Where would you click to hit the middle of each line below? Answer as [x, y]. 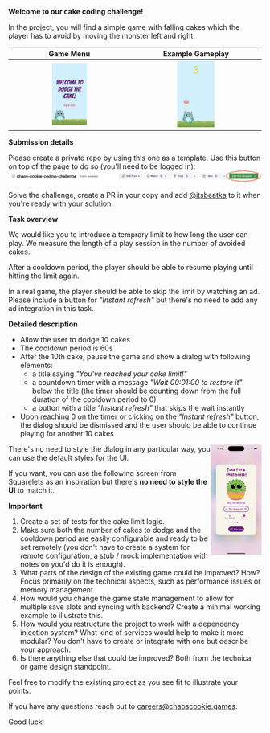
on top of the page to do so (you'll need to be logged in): [102, 166]
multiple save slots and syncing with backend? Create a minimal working [140, 607]
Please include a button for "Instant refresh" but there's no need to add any [133, 300]
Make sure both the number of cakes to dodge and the [110, 530]
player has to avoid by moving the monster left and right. [102, 36]
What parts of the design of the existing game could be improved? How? [140, 573]
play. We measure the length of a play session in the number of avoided [127, 244]
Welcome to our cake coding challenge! [76, 12]
